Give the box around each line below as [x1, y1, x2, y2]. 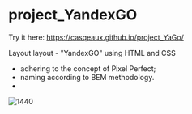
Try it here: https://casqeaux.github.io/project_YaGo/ [8, 32, 184, 42]
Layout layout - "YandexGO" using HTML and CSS [8, 48, 177, 57]
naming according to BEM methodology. [19, 72, 155, 82]
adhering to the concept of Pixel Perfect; [19, 63, 156, 74]
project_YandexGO [8, 6, 138, 24]
